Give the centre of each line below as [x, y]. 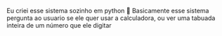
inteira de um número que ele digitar [59, 25]
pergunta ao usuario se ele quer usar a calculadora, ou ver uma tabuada [111, 18]
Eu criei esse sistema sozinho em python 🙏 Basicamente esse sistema [108, 11]
